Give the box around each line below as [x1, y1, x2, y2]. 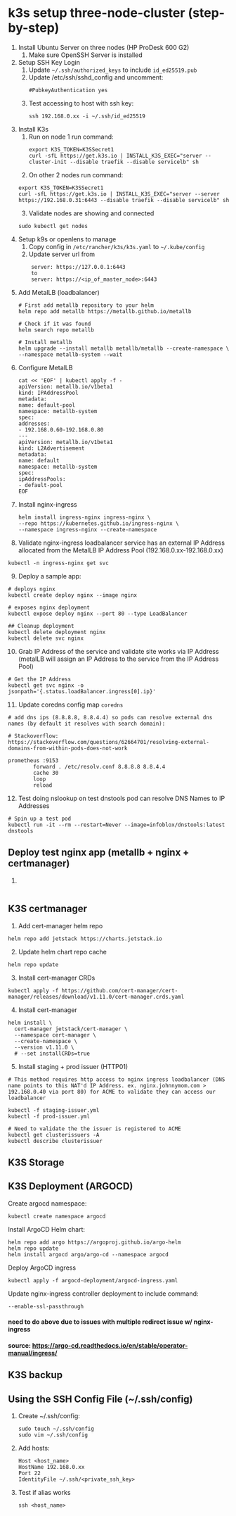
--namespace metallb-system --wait [18, 350, 123, 358]
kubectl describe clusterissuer [8, 1137, 103, 1144]
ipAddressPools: [18, 475, 66, 483]
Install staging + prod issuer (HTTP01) [18, 1062, 129, 1070]
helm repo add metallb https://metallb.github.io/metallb [18, 308, 192, 315]
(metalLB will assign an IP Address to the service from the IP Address [18, 655, 219, 663]
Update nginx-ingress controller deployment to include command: [8, 1289, 199, 1298]
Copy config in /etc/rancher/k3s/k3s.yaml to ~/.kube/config [28, 242, 205, 251]
